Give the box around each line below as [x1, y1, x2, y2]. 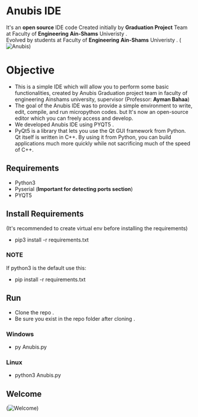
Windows [6, 330, 34, 338]
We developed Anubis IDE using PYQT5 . [14, 120, 114, 128]
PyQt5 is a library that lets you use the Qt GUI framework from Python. [14, 127, 186, 134]
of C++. [14, 146, 34, 153]
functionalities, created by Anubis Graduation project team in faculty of [14, 89, 188, 96]
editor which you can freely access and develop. [14, 114, 134, 122]
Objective [6, 63, 55, 77]
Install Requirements [6, 209, 84, 219]
